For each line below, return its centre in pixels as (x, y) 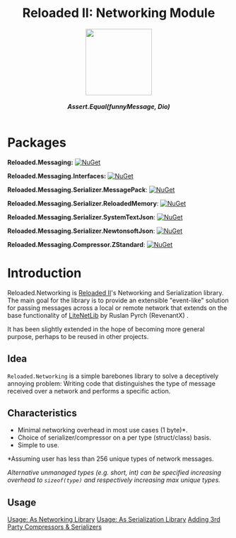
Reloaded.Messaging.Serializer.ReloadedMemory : (83, 203)
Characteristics (42, 413)
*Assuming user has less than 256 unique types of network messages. (111, 459)
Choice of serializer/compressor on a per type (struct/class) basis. (114, 437)
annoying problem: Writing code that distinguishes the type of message (111, 383)
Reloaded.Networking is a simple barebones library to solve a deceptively (113, 376)
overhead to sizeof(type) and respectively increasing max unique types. (114, 480)
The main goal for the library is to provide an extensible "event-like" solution (118, 300)
